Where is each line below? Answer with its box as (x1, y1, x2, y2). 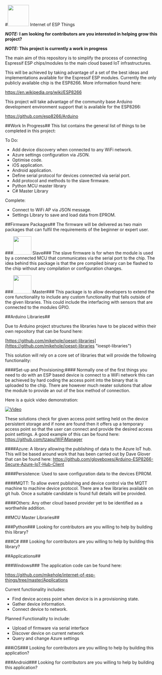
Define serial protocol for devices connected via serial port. (12, 173, 131, 178)
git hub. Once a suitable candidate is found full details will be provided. (5, 491, 147, 496)
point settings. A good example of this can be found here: (5, 432, 120, 437)
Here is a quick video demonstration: (5, 397, 78, 403)
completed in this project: (5, 128, 56, 134)
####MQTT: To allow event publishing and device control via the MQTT (5, 480, 147, 486)
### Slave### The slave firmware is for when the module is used (5, 250, 153, 256)
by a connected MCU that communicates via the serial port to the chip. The (5, 255, 155, 261)
